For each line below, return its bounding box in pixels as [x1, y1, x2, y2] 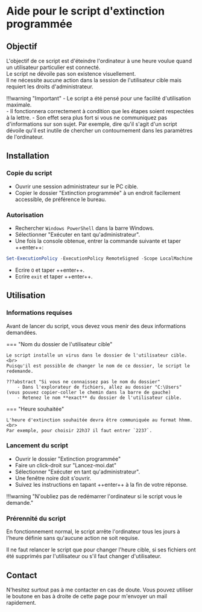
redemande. [6, 368, 34, 374]
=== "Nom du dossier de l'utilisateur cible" [6, 340, 113, 347]
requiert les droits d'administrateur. [6, 83, 93, 90]
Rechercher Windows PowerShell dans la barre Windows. [14, 224, 155, 231]
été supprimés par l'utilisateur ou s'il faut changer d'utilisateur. [6, 553, 162, 560]
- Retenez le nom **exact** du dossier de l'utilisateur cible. [17, 395, 182, 401]
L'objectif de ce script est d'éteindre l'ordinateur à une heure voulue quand [6, 58, 192, 64]
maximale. [6, 101, 32, 108]
